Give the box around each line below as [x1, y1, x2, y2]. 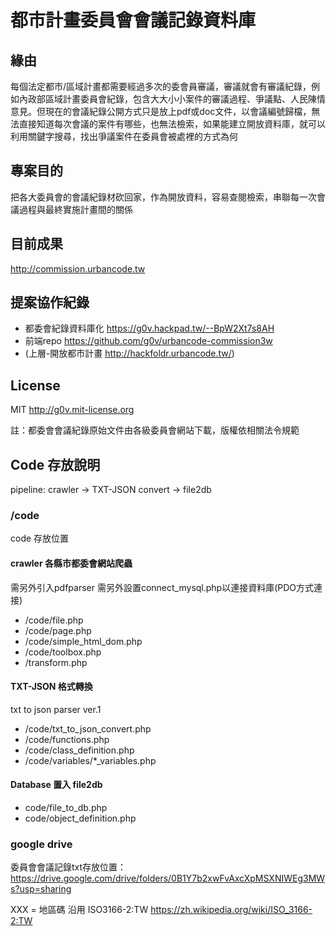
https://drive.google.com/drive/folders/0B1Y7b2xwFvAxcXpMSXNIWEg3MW [10, 872, 326, 885]
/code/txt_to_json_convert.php [24, 722, 152, 735]
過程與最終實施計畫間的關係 [18, 203, 133, 215]
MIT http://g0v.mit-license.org [10, 404, 135, 416]
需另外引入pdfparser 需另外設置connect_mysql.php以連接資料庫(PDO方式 [10, 581, 315, 593]
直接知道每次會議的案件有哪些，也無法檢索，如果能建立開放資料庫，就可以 [18, 118, 326, 130]
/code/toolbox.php [24, 646, 102, 658]
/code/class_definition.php [24, 744, 135, 756]
